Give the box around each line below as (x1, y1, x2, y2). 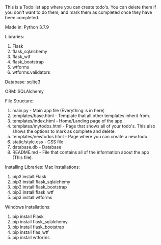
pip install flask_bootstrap (12, 224, 65, 230)
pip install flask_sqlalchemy (12, 219, 68, 224)
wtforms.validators (12, 69, 51, 75)
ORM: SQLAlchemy (5, 89, 44, 94)
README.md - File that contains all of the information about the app (12, 150, 150, 155)
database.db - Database (12, 144, 61, 150)
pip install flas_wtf (12, 229, 49, 235)
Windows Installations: (5, 204, 51, 210)
